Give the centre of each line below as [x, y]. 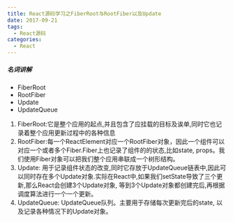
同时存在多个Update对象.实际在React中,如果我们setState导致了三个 [120, 176]
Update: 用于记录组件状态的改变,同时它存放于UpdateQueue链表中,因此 [119, 168]
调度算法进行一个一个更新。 [57, 193]
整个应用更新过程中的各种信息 [73, 133]
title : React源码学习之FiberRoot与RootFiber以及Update [84, 14]
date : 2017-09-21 [32, 20]
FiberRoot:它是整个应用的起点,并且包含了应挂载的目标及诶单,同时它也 [116, 124]
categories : [24, 40]
